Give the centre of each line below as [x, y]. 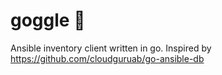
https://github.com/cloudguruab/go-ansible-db [107, 58]
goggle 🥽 [48, 20]
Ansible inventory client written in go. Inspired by [111, 48]
